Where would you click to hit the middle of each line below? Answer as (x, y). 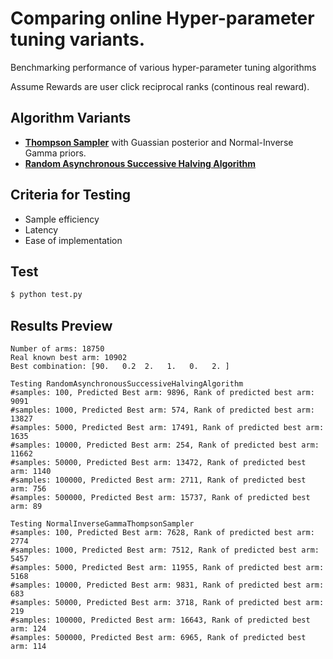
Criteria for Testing (71, 195)
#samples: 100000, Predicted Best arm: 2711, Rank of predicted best (158, 480)
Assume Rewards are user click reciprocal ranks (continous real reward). (160, 86)
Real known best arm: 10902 (69, 358)
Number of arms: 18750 (57, 349)
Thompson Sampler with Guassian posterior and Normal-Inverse (159, 142)
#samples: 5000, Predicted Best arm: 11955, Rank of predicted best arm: (167, 568)
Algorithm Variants (71, 118)
